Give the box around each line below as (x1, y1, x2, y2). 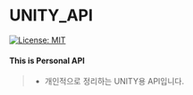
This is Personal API (9, 55, 85, 66)
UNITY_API (9, 5, 94, 26)
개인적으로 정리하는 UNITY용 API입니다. (44, 76, 185, 87)
